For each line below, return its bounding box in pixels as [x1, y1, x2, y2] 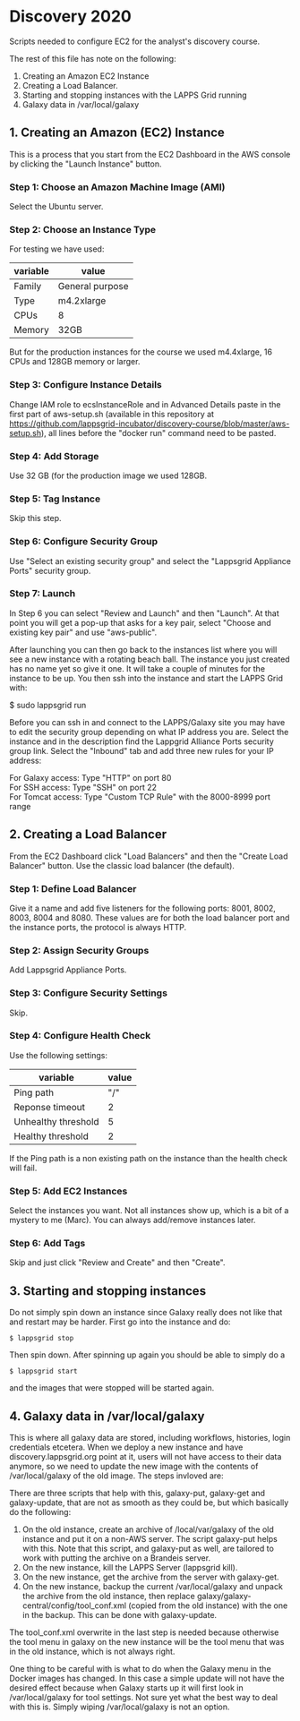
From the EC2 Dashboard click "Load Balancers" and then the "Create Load [9, 851, 288, 861]
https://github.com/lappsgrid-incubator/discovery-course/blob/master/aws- [9, 418, 290, 429]
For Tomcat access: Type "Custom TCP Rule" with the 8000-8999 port [9, 791, 271, 802]
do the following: [9, 1507, 72, 1518]
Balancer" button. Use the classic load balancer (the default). [9, 860, 236, 870]
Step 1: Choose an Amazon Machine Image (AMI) [9, 181, 226, 193]
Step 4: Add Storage [9, 450, 99, 462]
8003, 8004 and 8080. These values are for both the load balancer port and [9, 912, 290, 923]
